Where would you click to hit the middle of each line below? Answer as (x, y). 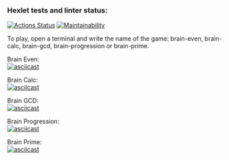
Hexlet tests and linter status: (57, 10)
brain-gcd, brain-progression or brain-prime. (86, 46)
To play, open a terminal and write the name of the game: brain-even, (105, 39)
